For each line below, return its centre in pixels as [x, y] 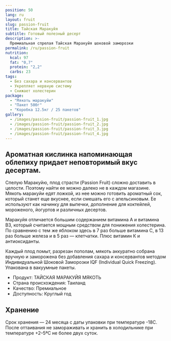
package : [15, 96]
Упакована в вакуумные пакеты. [41, 268]
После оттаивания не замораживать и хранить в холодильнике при [79, 327]
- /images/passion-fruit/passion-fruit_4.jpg [59, 133]
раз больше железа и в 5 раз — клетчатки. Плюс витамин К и [73, 236]
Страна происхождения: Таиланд [49, 283]
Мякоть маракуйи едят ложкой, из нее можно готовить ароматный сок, [84, 194]
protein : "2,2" [26, 67]
